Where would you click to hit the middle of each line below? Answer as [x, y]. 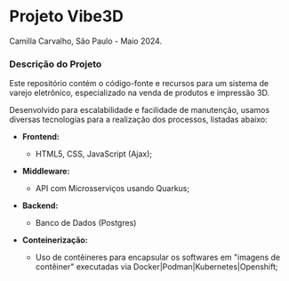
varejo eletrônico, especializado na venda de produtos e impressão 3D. [139, 93]
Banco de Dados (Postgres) [86, 223]
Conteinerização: [55, 240]
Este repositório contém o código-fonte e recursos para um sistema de [139, 84]
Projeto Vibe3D [67, 16]
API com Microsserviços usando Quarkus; [112, 189]
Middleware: [46, 172]
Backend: [40, 205]
